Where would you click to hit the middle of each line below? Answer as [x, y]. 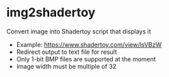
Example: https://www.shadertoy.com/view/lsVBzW [89, 44]
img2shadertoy [51, 13]
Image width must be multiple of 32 [66, 66]
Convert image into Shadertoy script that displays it [79, 31]
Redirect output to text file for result [67, 52]
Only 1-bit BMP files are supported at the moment [86, 59]
